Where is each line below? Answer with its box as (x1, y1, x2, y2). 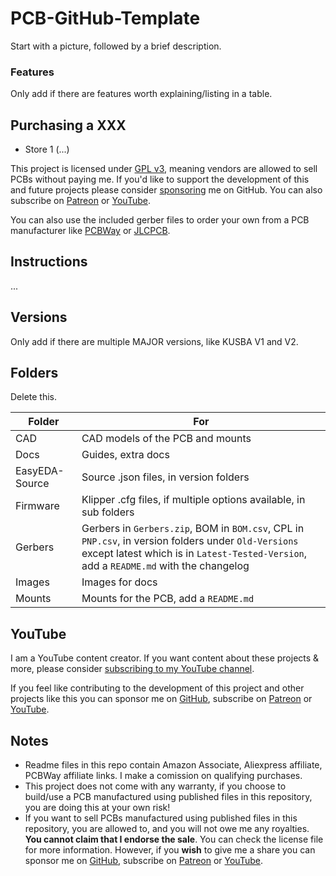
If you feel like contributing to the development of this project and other (10, 682, 305, 694)
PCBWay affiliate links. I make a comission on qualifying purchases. (24, 770, 303, 782)
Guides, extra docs (81, 448, 170, 462)
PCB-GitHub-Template (10, 7, 201, 30)
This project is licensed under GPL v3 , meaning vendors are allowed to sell (10, 163, 318, 175)
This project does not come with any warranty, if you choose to (24, 780, 287, 792)
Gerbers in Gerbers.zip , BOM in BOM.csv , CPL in (81, 522, 305, 536)
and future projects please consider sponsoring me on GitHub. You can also (10, 184, 323, 196)
